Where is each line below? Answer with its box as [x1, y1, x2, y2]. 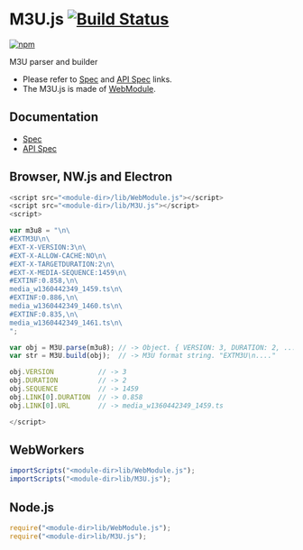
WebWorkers [9, 442, 85, 457]
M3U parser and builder [9, 56, 98, 67]
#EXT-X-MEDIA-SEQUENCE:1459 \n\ [9, 268, 127, 277]
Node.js [9, 500, 55, 515]
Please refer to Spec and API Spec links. [22, 73, 173, 85]
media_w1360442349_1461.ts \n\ [9, 318, 124, 327]
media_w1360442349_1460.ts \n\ [9, 302, 124, 311]
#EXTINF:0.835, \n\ [9, 309, 78, 319]
